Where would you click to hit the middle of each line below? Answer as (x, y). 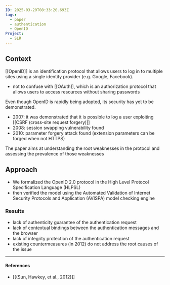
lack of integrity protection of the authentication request (71, 238)
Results (15, 211)
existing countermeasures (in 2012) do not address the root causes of (85, 244)
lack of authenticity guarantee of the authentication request (75, 222)
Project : (14, 34)
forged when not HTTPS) (39, 138)
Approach (21, 170)
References (18, 266)
